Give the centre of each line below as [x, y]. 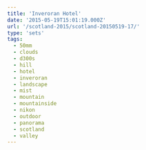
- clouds [26, 53]
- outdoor [27, 116]
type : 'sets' [26, 33]
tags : [15, 39]
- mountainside [35, 104]
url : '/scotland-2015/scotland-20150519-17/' [73, 26]
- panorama [29, 123]
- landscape [31, 84]
